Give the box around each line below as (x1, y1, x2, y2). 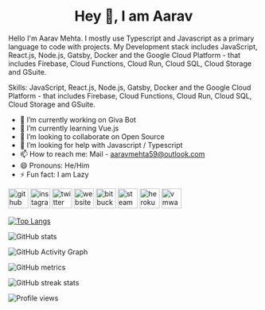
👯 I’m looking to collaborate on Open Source (19, 131, 165, 141)
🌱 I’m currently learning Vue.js (19, 123, 119, 133)
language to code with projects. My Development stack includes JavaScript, (8, 41, 258, 51)
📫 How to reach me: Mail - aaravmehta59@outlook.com (19, 149, 205, 158)
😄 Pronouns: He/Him (19, 161, 90, 170)
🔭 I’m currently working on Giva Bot (19, 114, 137, 124)
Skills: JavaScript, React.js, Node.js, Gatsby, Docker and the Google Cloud (8, 83, 251, 92)
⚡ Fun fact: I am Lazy (19, 169, 89, 179)
